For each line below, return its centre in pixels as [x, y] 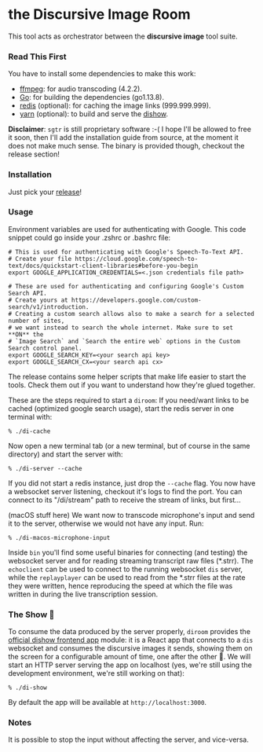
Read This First [37, 57]
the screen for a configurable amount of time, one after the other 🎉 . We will [130, 657]
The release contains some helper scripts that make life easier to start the [127, 376]
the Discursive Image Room [99, 15]
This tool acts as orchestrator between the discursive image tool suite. [123, 36]
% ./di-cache [29, 431]
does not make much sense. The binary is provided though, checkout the [126, 146]
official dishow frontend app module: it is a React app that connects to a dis [131, 640]
